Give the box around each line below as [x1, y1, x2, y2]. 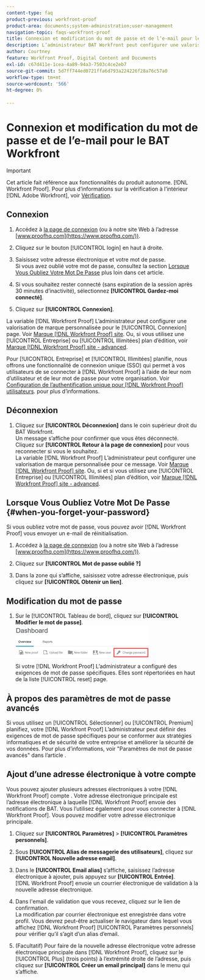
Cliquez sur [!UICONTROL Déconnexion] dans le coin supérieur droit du [15, 422, 197, 429]
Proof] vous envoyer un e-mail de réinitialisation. [6, 530, 128, 537]
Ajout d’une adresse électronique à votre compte [6, 769, 196, 780]
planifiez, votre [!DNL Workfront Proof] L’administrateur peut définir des [6, 726, 187, 733]
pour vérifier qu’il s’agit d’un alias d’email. [15, 930, 120, 937]
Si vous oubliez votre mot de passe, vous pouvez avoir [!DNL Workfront [6, 523, 186, 531]
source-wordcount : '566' [6, 81, 70, 87]
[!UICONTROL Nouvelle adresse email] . [15, 854, 117, 861]
